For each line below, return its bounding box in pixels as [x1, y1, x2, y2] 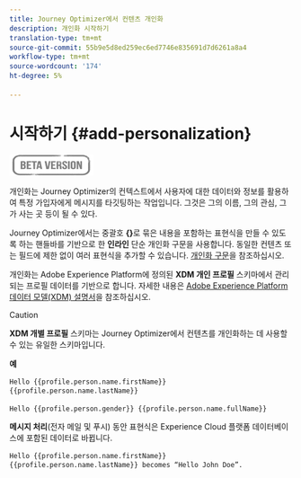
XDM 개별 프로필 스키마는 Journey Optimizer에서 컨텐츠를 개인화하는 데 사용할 [9, 328, 288, 339]
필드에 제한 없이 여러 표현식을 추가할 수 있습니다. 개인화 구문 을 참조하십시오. [18, 250, 285, 261]
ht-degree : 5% [9, 72, 63, 81]
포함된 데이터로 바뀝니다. [25, 432, 113, 443]
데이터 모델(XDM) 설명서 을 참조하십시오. [9, 291, 151, 302]
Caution [9, 309, 39, 320]
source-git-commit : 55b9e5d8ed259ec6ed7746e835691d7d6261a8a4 [9, 43, 247, 52]
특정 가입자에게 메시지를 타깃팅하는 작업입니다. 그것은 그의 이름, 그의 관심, [18, 197, 278, 208]
